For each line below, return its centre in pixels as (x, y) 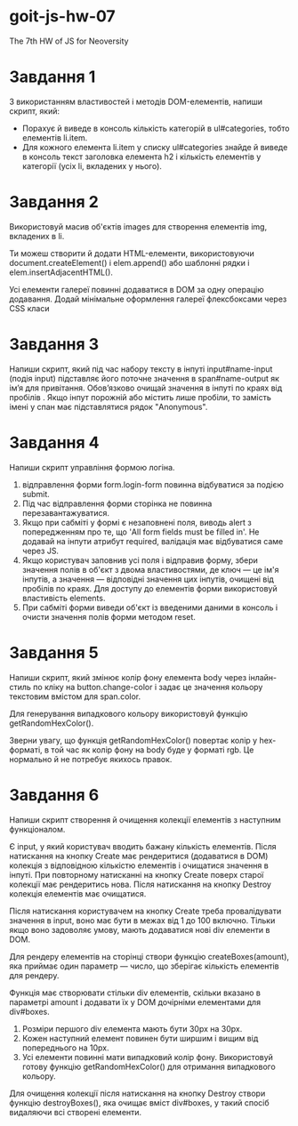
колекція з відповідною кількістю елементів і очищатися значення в (139, 865)
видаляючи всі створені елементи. (76, 1112)
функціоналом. (37, 829)
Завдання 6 (54, 795)
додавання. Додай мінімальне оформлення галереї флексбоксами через (148, 299)
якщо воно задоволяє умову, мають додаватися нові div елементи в (140, 929)
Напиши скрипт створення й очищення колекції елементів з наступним (145, 819)
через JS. (40, 551)
